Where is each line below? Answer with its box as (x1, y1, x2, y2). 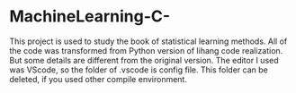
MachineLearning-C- (9, 6, 171, 27)
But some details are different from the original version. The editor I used (9, 55, 279, 65)
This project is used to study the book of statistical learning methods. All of (9, 36, 288, 46)
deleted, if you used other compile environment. (9, 73, 187, 84)
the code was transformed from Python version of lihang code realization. (9, 45, 283, 55)
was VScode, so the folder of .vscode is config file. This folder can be (9, 64, 268, 75)
